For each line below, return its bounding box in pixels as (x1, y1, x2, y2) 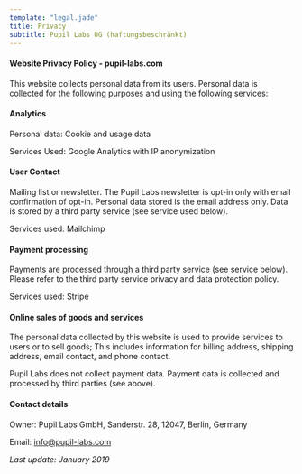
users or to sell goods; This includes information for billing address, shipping (9, 341, 294, 352)
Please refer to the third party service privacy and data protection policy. (9, 274, 279, 284)
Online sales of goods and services (9, 311, 144, 322)
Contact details (9, 398, 69, 409)
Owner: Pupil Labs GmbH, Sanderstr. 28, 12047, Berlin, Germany (9, 419, 248, 430)
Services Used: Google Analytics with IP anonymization (9, 145, 215, 156)
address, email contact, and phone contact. (9, 351, 171, 362)
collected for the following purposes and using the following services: (9, 88, 269, 98)
